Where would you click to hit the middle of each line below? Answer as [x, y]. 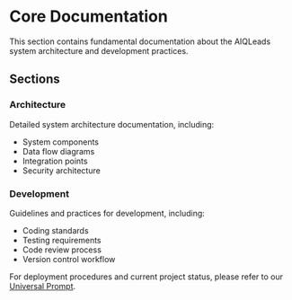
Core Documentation [88, 17]
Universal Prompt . [43, 286]
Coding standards [55, 230]
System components [61, 142]
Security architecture [61, 170]
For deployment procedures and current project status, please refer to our [146, 277]
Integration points [55, 161]
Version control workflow [69, 259]
